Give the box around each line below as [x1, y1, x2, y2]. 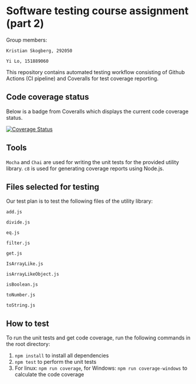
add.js [6, 209, 22, 215]
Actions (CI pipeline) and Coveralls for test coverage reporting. [6, 75, 159, 82]
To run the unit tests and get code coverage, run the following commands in [6, 334, 191, 341]
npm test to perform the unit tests [14, 359, 97, 366]
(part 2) [6, 17, 44, 30]
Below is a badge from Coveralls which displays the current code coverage [6, 108, 189, 115]
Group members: [6, 36, 47, 43]
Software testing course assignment [6, 4, 189, 18]
